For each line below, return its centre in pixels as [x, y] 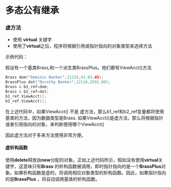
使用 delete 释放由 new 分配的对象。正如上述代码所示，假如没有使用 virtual [82, 160]
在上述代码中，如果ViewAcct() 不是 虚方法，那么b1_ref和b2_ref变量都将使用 [85, 111]
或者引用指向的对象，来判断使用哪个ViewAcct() [55, 124]
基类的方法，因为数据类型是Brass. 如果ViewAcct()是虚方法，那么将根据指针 [84, 118]
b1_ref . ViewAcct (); [26, 96]
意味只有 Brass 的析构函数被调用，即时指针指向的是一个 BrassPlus [92, 166]
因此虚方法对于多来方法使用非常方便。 [45, 135]
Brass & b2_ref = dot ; [27, 92]
